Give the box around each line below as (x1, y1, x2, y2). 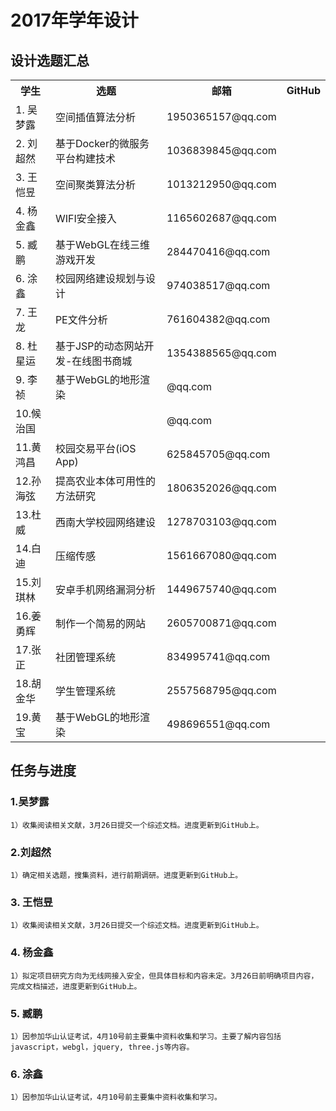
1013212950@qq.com (166, 177, 277, 191)
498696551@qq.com (166, 717, 271, 731)
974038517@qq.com (166, 279, 271, 292)
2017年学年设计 (10, 9, 139, 32)
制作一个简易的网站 (54, 617, 146, 630)
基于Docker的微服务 (54, 137, 150, 150)
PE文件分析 (54, 313, 108, 326)
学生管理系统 (54, 684, 116, 698)
